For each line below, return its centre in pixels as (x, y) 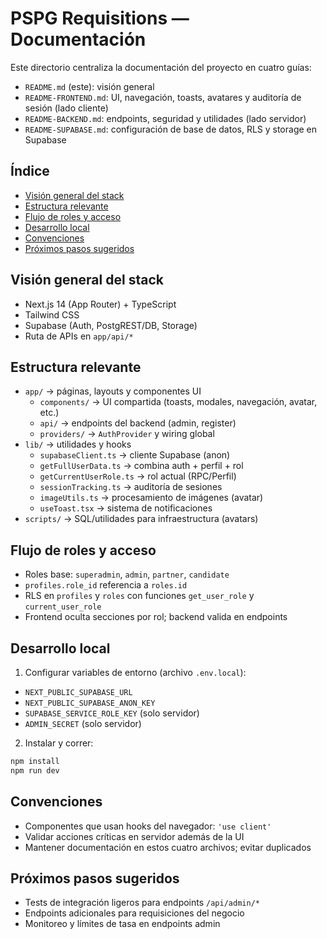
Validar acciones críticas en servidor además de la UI (134, 836)
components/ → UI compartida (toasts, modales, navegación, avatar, (178, 402)
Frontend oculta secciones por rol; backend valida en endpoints (156, 617)
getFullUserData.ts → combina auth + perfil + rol (141, 466)
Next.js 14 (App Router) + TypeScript (100, 304)
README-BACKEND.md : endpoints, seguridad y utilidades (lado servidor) (165, 118)
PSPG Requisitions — (100, 18)
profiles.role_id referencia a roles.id (106, 585)
